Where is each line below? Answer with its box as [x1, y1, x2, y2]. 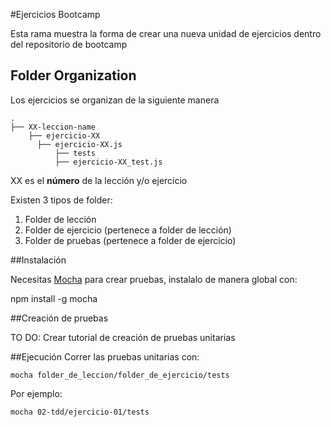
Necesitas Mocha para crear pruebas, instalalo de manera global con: [10, 273, 298, 285]
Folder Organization [10, 67, 137, 84]
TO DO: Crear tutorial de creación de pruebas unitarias [10, 331, 236, 343]
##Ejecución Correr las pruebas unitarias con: [10, 350, 200, 363]
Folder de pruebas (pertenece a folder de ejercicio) [24, 234, 237, 246]
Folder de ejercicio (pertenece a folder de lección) [24, 224, 232, 236]
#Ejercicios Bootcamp [10, 9, 101, 20]
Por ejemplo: [10, 387, 63, 399]
